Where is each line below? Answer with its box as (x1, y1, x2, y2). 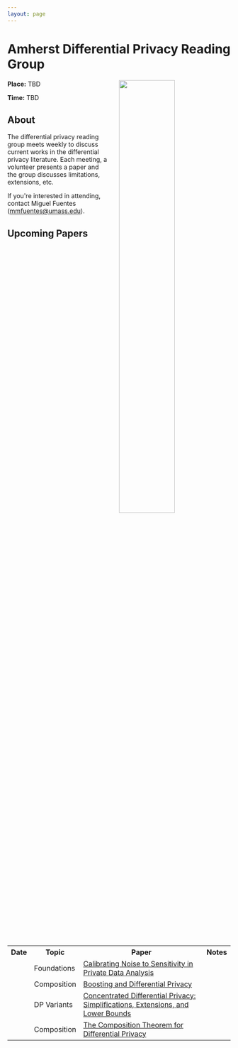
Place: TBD (7, 80, 41, 88)
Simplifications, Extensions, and (83, 999, 189, 1009)
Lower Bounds (83, 1008, 132, 1018)
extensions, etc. (7, 178, 55, 187)
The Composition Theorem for (83, 1020, 184, 1030)
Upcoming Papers (7, 227, 89, 239)
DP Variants (34, 999, 73, 1009)
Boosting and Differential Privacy (83, 979, 193, 989)
